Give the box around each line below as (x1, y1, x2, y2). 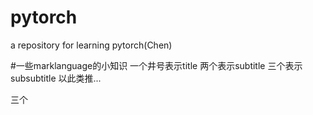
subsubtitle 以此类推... (10, 72, 102, 84)
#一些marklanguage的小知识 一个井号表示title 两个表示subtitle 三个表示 (10, 59, 303, 71)
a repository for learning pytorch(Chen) (10, 39, 173, 51)
